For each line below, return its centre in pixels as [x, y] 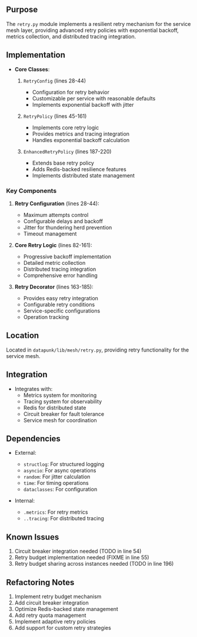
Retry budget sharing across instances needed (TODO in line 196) [94, 564]
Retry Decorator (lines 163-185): [54, 287]
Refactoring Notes [40, 582]
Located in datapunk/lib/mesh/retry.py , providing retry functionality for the [98, 350]
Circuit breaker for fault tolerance [64, 414]
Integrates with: [34, 389]
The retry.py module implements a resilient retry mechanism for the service [98, 24]
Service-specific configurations [62, 311]
